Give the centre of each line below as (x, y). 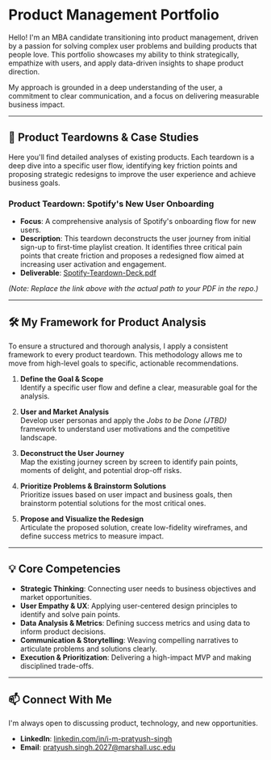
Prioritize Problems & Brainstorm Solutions (93, 486)
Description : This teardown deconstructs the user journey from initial (135, 239)
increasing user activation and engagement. (93, 264)
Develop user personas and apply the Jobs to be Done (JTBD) (123, 420)
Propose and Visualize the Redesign (81, 518)
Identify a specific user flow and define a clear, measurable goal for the (139, 387)
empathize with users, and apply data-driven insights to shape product (126, 63)
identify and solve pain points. (70, 614)
